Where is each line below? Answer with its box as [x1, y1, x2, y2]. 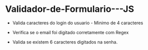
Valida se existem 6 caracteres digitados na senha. [12, 39, 118, 45]
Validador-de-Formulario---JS [5, 3, 134, 15]
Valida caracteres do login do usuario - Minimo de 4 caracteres [12, 20, 143, 26]
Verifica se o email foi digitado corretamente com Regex [12, 29, 129, 35]
